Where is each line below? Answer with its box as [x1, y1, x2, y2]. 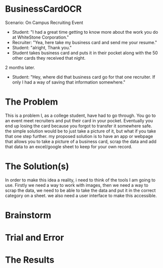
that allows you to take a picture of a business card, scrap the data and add [5, 138, 157, 144]
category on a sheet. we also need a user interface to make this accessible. [5, 192, 157, 199]
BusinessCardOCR [5, 3, 82, 15]
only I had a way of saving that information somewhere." [12, 79, 126, 85]
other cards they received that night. [12, 55, 86, 61]
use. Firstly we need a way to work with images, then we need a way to [5, 182, 149, 188]
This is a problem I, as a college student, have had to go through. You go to [5, 112, 156, 118]
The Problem [5, 96, 58, 108]
